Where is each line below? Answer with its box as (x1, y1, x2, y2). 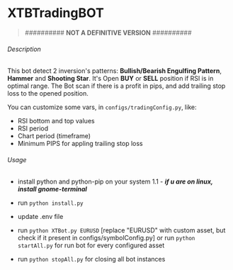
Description (7, 45, 41, 53)
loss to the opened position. (7, 89, 89, 98)
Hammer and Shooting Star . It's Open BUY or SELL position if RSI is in (7, 74, 214, 83)
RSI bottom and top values (17, 117, 95, 125)
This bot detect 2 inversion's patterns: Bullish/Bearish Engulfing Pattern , (7, 67, 222, 75)
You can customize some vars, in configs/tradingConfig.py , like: (7, 103, 197, 111)
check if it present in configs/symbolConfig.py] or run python (17, 234, 195, 242)
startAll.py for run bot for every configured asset (17, 241, 165, 249)
